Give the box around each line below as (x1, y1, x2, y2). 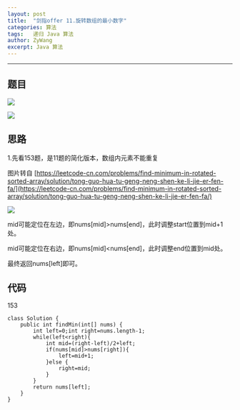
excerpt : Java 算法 (7, 43, 64, 51)
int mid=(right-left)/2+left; (45, 340, 136, 347)
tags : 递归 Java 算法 (7, 30, 74, 38)
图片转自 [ (7, 168, 37, 177)
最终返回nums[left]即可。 (7, 259, 82, 267)
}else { (45, 359, 69, 366)
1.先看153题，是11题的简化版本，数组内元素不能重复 (7, 153, 159, 162)
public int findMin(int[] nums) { (20, 322, 123, 329)
